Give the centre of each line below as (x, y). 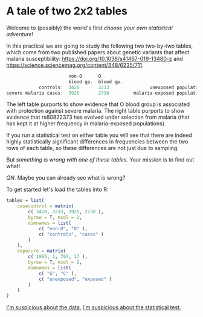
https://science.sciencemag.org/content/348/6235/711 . (75, 65)
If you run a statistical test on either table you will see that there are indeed (99, 135)
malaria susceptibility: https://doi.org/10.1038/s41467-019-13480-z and (95, 58)
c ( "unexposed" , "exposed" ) (75, 279)
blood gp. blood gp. (95, 82)
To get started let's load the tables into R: (57, 190)
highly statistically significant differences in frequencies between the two (97, 142)
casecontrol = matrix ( (46, 206)
